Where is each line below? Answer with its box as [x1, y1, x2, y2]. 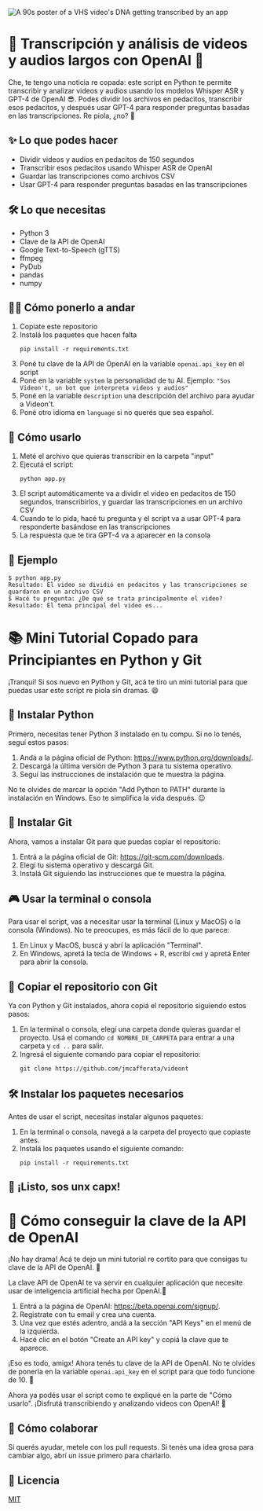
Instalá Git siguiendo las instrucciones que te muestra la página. [19, 868, 227, 878]
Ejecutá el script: [19, 460, 75, 469]
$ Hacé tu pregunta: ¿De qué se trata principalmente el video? [8, 595, 223, 603]
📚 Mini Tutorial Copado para [8, 629, 199, 647]
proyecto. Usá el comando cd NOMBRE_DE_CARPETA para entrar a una [19, 1033, 236, 1043]
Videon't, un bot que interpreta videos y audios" [19, 384, 189, 392]
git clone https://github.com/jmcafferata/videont [19, 1065, 189, 1073]
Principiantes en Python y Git [8, 651, 203, 669]
